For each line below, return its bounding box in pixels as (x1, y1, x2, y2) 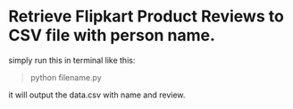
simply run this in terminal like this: (8, 54, 136, 65)
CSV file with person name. (8, 25, 216, 46)
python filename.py (29, 71, 102, 82)
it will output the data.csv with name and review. (8, 89, 186, 100)
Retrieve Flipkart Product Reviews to (8, 6, 285, 27)
